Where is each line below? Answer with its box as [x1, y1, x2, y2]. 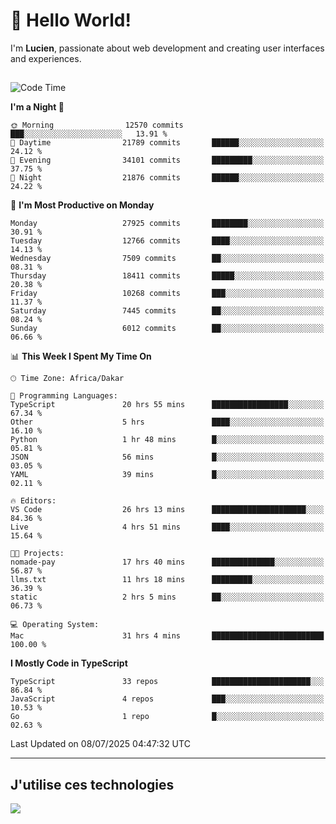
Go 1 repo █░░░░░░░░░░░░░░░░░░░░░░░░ [10, 712, 325, 722]
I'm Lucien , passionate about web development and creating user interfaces [10, 42, 325, 54]
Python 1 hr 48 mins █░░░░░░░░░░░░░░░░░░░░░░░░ [10, 435, 325, 445]
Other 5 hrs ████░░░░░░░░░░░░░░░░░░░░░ [10, 417, 325, 428]
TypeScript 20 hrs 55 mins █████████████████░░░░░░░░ [10, 400, 325, 410]
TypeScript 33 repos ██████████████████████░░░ [10, 677, 325, 687]
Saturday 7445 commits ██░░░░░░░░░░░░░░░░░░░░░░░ [10, 306, 325, 316]
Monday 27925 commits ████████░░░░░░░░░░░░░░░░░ [10, 219, 325, 229]
